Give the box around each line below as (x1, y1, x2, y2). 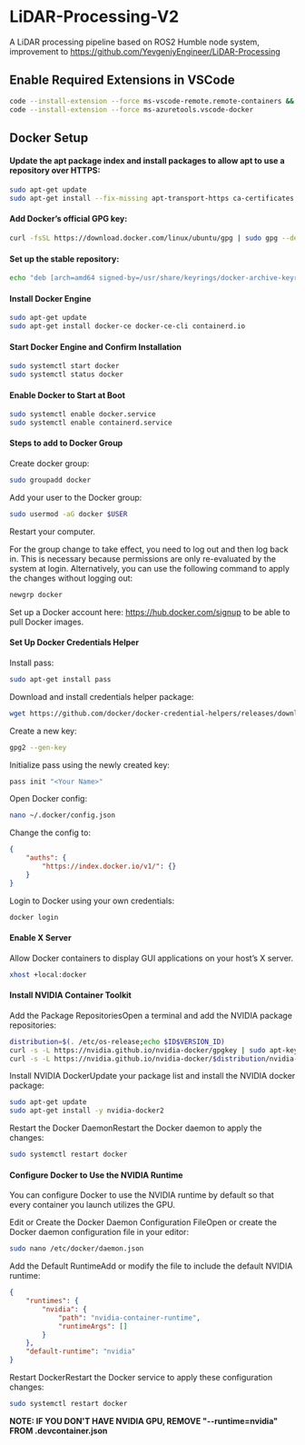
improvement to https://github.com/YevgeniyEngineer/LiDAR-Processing (9, 45, 281, 56)
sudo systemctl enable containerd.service (9, 418, 172, 427)
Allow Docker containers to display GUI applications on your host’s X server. (9, 952, 294, 963)
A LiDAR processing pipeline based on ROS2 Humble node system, (9, 36, 261, 47)
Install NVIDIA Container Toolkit (9, 990, 132, 1001)
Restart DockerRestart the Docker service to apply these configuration (9, 1372, 273, 1382)
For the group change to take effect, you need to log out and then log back (9, 543, 289, 554)
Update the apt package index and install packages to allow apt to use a (9, 155, 285, 166)
